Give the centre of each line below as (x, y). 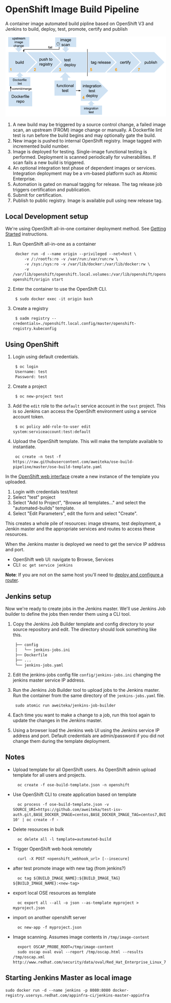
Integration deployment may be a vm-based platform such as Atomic (85, 173)
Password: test (31, 377)
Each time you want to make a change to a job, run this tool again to (84, 715)
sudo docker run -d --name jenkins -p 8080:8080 (58, 990)
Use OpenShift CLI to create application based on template (75, 794)
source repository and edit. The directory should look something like (84, 629)
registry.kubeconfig (34, 329)
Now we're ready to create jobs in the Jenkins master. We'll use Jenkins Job (86, 609)
